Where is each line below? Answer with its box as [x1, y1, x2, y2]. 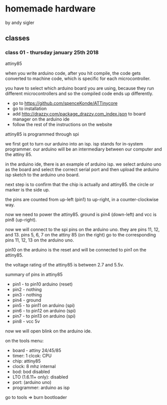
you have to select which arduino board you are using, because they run [5, 85, 154, 91]
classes [5, 34, 30, 42]
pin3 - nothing [12, 291, 42, 297]
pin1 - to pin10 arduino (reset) [12, 281, 73, 287]
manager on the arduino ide [12, 116, 70, 122]
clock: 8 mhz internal [12, 363, 56, 369]
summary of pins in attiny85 [5, 271, 63, 277]
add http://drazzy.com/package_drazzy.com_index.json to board [12, 110, 146, 116]
